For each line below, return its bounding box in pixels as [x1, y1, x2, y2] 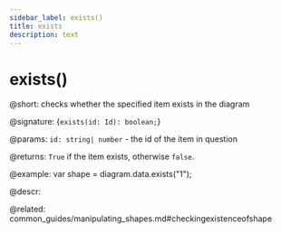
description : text [9, 30, 79, 39]
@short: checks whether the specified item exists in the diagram [9, 98, 250, 109]
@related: [9, 204, 46, 215]
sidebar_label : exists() [9, 13, 103, 23]
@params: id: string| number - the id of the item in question [9, 134, 238, 144]
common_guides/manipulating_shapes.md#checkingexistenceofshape [9, 213, 273, 224]
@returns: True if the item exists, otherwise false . [9, 151, 195, 163]
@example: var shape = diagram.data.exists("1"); [9, 169, 192, 180]
